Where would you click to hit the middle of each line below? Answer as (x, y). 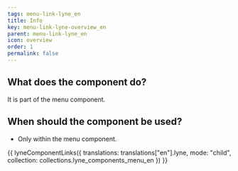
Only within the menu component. (67, 138)
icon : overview (30, 40)
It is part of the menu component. (56, 99)
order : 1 (20, 47)
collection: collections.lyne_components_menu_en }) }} (88, 160)
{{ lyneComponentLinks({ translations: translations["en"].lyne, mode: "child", (119, 153)
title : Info (25, 21)
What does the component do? (77, 82)
